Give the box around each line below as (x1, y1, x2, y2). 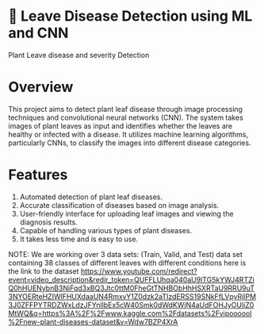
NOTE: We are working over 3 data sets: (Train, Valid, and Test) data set (8, 249, 243, 259)
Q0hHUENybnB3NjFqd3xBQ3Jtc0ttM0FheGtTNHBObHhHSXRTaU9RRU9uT (8, 283, 255, 293)
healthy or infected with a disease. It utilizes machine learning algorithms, (8, 129, 249, 139)
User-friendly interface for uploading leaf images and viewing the (19, 209, 234, 218)
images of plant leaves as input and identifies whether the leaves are (8, 121, 233, 130)
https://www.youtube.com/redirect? (80, 266, 197, 276)
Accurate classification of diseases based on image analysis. (19, 200, 220, 209)
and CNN (8, 24, 69, 42)
